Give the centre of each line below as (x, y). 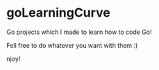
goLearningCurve (58, 13)
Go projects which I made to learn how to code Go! (79, 32)
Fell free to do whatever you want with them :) (72, 45)
